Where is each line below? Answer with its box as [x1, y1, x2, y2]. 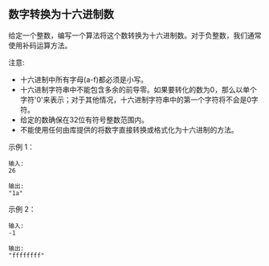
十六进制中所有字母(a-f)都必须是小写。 [19, 75, 149, 84]
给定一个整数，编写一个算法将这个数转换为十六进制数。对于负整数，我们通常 [8, 31, 262, 40]
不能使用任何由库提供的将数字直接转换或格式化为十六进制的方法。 [19, 125, 238, 134]
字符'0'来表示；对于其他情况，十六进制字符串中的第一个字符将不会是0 [19, 95, 251, 104]
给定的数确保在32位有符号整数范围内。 [19, 115, 149, 125]
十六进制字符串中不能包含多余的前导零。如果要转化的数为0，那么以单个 [19, 84, 257, 94]
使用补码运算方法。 [8, 40, 72, 50]
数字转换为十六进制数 [8, 7, 114, 22]
